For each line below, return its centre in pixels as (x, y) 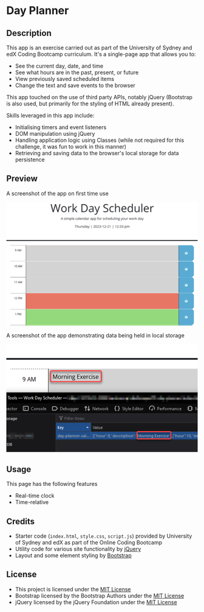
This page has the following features (52, 484)
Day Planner (38, 11)
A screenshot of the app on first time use (58, 193)
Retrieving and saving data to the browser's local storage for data (97, 153)
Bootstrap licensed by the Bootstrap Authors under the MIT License (100, 596)
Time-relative (32, 502)
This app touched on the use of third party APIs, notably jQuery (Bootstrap (100, 97)
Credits (21, 521)
